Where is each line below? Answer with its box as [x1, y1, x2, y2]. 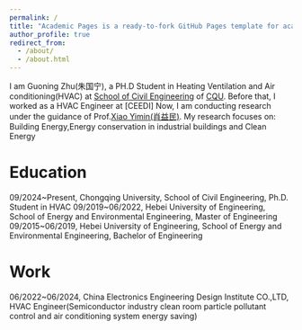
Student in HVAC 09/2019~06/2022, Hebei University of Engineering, [9, 201, 266, 212]
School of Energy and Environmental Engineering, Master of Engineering [9, 210, 278, 221]
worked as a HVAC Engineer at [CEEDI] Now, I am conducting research [9, 101, 271, 111]
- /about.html [17, 55, 70, 64]
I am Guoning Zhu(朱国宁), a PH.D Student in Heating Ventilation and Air [9, 81, 276, 91]
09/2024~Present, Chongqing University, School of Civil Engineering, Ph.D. [9, 192, 289, 202]
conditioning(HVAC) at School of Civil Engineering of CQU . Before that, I [9, 91, 276, 102]
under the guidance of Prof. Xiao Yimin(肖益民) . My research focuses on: [9, 111, 277, 121]
